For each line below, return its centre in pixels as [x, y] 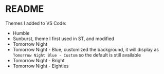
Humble [21, 33]
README [25, 9]
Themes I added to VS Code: [36, 23]
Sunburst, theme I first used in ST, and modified [63, 39]
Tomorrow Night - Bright [39, 60]
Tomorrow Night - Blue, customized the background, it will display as [86, 49]
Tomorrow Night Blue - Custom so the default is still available [77, 55]
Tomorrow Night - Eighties [41, 66]
